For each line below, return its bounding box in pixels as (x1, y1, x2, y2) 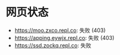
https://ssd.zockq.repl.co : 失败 (14, 42, 92, 49)
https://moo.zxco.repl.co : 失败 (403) (14, 27, 106, 34)
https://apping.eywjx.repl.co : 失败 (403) (14, 34, 115, 41)
